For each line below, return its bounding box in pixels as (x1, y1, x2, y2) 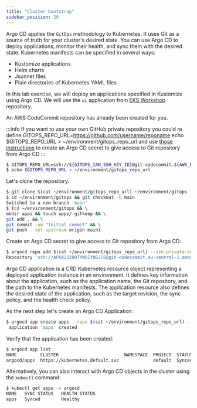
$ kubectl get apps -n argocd (6, 385, 80, 392)
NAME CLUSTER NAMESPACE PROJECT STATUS (6, 352, 193, 358)
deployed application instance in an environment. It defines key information (6, 271, 188, 278)
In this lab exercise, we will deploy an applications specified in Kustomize (6, 90, 183, 97)
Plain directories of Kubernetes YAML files (14, 79, 117, 86)
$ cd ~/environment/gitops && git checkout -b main (6, 195, 135, 200)
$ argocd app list (6, 346, 51, 352)
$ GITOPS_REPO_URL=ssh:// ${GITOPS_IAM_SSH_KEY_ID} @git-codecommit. (6, 162, 175, 168)
